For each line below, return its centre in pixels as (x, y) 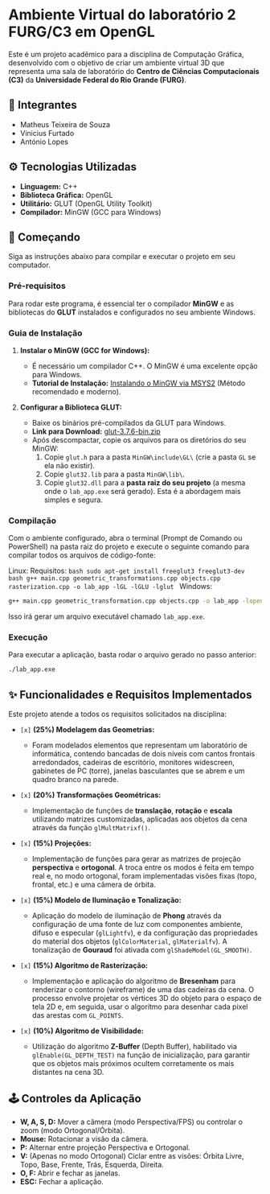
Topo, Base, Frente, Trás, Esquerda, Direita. (92, 1164)
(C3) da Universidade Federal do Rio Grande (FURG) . (98, 80)
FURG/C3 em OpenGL (82, 32)
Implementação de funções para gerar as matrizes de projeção (136, 859)
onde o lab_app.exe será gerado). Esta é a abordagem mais (142, 491)
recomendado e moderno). (76, 391)
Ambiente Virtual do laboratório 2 (122, 15)
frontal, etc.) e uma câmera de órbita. (94, 885)
